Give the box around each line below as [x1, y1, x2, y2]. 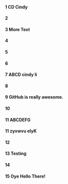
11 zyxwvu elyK [5, 128, 37, 134]
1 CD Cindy [5, 4, 28, 10]
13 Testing [5, 150, 27, 156]
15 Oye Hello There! [5, 173, 45, 179]
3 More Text [5, 26, 30, 32]
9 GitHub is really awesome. [5, 94, 64, 100]
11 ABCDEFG [5, 116, 31, 123]
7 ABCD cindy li [5, 72, 38, 77]
